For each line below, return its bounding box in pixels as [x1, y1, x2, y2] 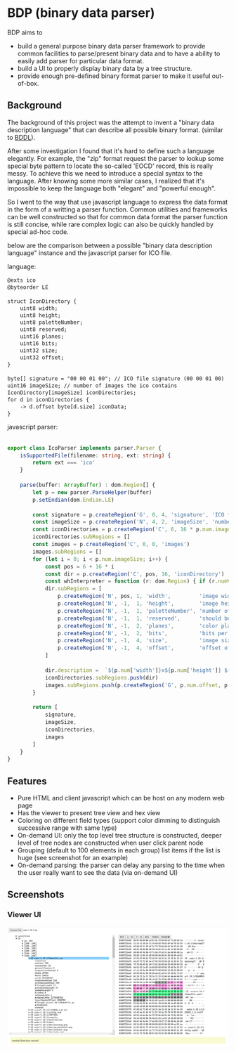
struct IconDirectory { [7, 297, 77, 305]
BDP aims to [7, 28, 43, 37]
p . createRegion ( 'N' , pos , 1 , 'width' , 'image [57, 592, 218, 600]
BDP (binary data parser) [7, 5, 155, 21]
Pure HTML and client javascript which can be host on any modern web [17, 794, 225, 803]
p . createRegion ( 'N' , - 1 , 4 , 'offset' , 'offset [57, 644, 221, 651]
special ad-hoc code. [7, 227, 69, 236]
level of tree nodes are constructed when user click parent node [17, 838, 204, 848]
